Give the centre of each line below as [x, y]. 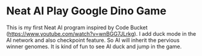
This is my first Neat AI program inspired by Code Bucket [77, 27]
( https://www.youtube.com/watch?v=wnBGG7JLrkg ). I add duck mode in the [101, 33]
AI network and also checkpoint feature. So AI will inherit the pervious [93, 40]
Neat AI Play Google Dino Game [87, 11]
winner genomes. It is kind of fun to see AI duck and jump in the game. [94, 46]
